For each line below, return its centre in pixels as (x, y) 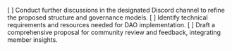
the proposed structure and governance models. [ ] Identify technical (108, 17)
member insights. (32, 40)
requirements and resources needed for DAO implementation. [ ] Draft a (111, 25)
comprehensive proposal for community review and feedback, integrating (114, 32)
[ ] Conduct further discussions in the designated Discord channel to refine (116, 10)
